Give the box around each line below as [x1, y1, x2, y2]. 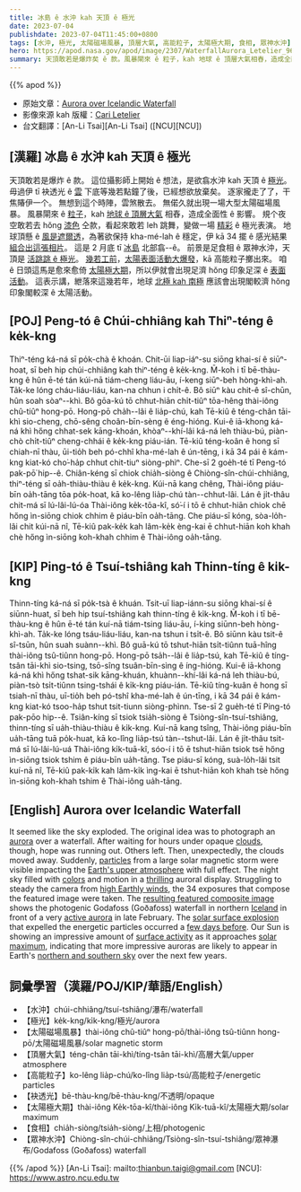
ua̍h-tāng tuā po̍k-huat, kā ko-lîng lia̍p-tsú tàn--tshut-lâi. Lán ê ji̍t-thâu [9, 733, 269, 744]
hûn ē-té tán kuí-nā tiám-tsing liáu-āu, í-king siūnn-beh [51, 618, 255, 629]
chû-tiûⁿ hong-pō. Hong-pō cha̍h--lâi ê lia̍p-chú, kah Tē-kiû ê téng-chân [9, 406, 277, 416]
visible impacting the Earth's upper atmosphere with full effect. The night [9, 864, 279, 875]
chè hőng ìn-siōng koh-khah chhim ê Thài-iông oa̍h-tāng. [9, 531, 222, 542]
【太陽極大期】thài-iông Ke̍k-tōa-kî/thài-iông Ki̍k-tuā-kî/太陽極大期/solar [21, 1101, 289, 1113]
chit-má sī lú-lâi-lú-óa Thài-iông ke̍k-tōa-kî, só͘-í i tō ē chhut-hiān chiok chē [9, 499, 287, 510]
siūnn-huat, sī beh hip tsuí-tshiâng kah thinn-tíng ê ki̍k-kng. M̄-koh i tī [9, 609, 266, 619]
